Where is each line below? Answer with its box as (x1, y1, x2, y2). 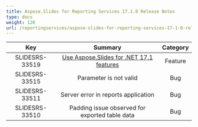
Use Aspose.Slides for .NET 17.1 (61, 53, 153, 61)
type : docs (6, 14, 33, 20)
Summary (93, 43, 122, 52)
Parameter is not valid (77, 74, 138, 82)
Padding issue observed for (69, 104, 146, 112)
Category (161, 43, 189, 52)
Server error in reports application (60, 91, 155, 99)
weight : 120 (6, 19, 35, 25)
